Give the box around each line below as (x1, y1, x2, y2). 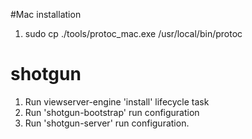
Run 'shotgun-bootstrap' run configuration (24, 106, 200, 118)
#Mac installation (10, 9, 82, 20)
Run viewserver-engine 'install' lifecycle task (24, 95, 210, 108)
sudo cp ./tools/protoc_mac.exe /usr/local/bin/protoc (24, 28, 243, 39)
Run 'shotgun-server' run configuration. (24, 117, 190, 129)
